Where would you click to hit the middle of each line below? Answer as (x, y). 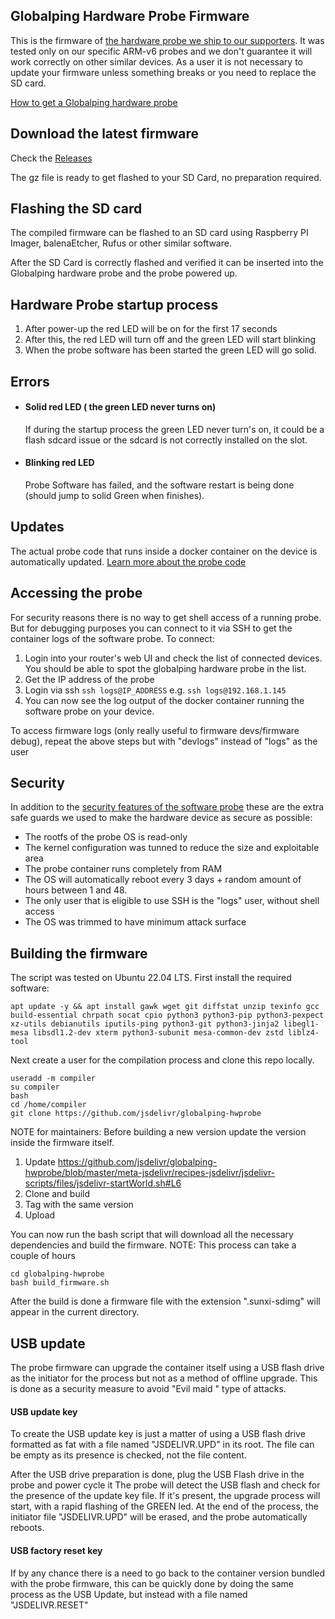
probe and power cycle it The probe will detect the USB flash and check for (165, 1485)
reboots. (27, 1528)
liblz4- (303, 1033)
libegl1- (301, 1024)
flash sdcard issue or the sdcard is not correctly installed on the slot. (166, 440)
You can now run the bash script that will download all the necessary (152, 1235)
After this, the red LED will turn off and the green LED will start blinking (170, 340)
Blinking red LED (59, 463)
